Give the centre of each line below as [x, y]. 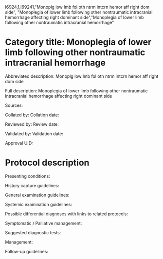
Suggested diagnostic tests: [33, 232]
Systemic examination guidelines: [38, 204]
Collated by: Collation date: [32, 115]
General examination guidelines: [37, 195]
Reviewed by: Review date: [32, 124]
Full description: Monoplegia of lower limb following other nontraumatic [77, 91]
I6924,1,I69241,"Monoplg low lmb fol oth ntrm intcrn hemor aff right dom [77, 7]
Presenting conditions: [27, 176]
